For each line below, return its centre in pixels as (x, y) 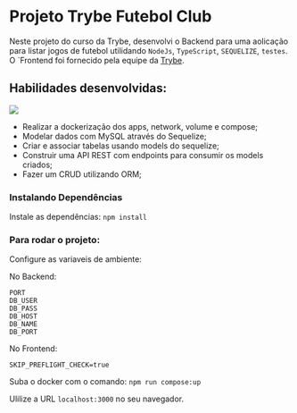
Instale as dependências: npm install (78, 217)
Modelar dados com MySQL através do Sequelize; (114, 136)
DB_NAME (24, 324)
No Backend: (33, 277)
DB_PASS (24, 309)
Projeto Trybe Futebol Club (111, 17)
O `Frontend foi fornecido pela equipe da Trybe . (97, 60)
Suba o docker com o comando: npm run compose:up (105, 382)
